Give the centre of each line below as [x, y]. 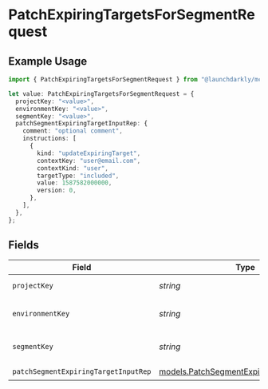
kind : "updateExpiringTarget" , [89, 153]
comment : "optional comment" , [73, 131]
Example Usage [48, 61]
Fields [24, 245]
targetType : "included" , [78, 176]
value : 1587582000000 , [75, 183]
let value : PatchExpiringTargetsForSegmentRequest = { [101, 93]
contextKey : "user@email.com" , [89, 161]
